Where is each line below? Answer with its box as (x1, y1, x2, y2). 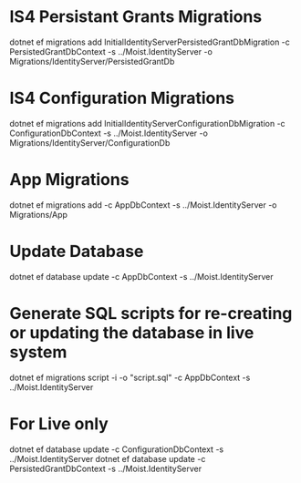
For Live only (9, 413, 109, 434)
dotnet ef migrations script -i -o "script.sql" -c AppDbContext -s (9, 372, 251, 383)
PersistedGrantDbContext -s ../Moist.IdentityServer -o (9, 46, 213, 57)
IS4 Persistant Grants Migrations (9, 6, 263, 27)
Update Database (9, 241, 144, 262)
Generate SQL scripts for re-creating (9, 303, 293, 324)
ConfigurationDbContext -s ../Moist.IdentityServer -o (9, 128, 208, 139)
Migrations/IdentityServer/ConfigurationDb (9, 137, 171, 148)
